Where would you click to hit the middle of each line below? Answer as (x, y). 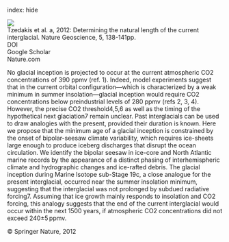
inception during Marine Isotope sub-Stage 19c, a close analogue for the (109, 174)
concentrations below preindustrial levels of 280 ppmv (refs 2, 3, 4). (103, 101)
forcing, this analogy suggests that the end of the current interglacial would (113, 204)
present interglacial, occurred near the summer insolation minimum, (103, 182)
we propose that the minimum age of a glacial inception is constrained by (110, 131)
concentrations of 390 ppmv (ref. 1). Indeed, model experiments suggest (109, 80)
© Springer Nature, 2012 (42, 231)
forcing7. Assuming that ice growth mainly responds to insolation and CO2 (111, 196)
